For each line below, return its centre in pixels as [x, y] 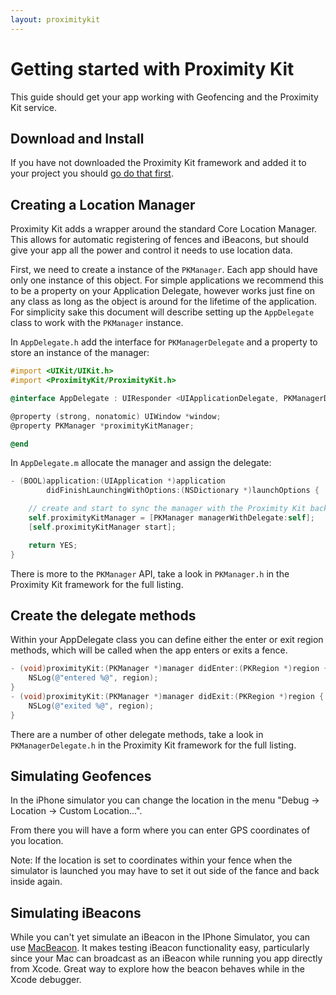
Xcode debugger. [46, 980]
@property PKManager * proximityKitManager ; [102, 426]
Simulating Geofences [81, 776]
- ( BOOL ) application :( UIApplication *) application [118, 481]
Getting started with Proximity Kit [152, 68]
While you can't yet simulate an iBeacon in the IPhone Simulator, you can [160, 937]
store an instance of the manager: [80, 353]
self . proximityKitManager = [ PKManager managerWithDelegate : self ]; [171, 518]
